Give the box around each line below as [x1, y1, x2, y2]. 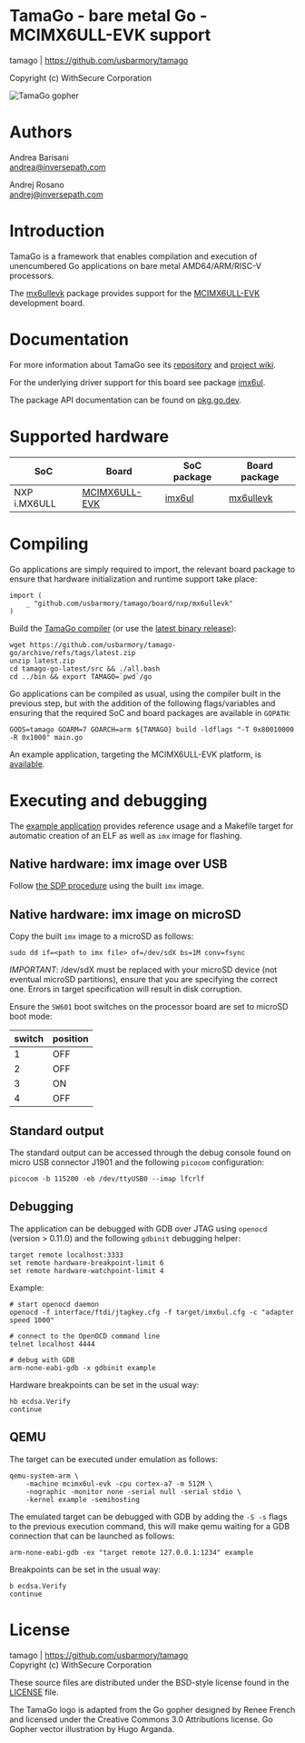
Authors [9, 122, 73, 143]
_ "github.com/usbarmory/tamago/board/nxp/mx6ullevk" [25, 599, 233, 608]
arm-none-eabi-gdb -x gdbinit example [9, 1363, 156, 1372]
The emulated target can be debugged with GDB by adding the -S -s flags [9, 1510, 288, 1522]
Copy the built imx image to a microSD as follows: [9, 931, 194, 941]
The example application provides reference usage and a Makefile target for [9, 820, 294, 832]
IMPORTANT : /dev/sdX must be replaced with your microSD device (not [9, 964, 278, 975]
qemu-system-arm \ [9, 1471, 79, 1480]
